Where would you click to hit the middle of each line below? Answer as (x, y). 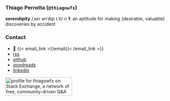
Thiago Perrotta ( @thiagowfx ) (41, 8)
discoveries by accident (30, 24)
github (19, 59)
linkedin (21, 70)
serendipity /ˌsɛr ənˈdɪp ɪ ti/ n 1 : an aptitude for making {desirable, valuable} (85, 19)
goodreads (24, 65)
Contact (16, 37)
